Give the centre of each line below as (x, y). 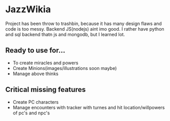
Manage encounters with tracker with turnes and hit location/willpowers (89, 107)
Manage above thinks (35, 74)
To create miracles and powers (45, 63)
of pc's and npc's (31, 113)
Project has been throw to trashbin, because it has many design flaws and (83, 23)
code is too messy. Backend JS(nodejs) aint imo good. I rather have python (85, 29)
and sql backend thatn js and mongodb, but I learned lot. (65, 34)
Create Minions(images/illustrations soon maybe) (65, 68)
